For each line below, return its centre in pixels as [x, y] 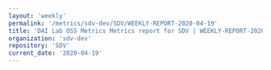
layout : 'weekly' [38, 16]
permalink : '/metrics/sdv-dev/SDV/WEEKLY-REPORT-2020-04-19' [113, 23]
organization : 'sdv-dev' [50, 38]
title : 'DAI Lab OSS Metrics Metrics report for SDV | [102, 31]
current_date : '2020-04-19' [56, 53]
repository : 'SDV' [39, 46]
